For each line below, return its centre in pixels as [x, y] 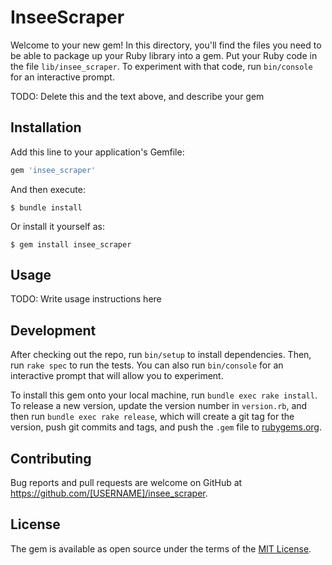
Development [53, 330]
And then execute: [48, 189]
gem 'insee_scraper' [53, 170]
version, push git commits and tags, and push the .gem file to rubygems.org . [166, 427]
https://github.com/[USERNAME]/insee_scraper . [109, 493]
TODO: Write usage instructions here [86, 299]
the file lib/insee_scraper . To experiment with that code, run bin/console [161, 66]
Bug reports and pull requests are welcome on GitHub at [126, 483]
